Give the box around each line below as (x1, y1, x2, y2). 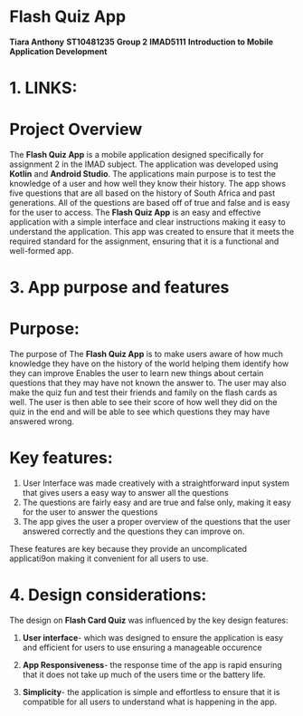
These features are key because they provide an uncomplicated (9, 544, 247, 555)
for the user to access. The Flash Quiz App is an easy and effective (9, 207, 261, 218)
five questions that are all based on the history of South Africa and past (9, 188, 276, 198)
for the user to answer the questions (22, 507, 158, 518)
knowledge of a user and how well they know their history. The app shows (9, 179, 287, 189)
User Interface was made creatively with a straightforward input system (22, 478, 289, 489)
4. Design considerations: (9, 585, 207, 605)
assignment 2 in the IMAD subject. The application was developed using (9, 159, 279, 169)
